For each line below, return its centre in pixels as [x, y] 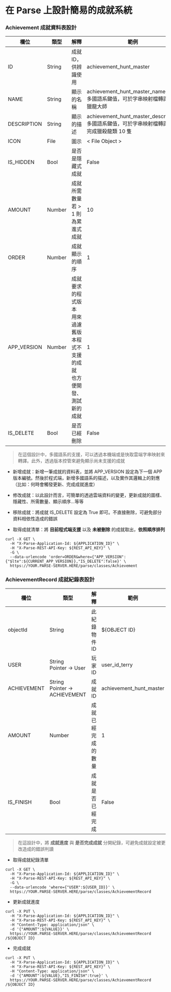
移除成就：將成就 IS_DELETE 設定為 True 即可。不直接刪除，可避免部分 [87, 512]
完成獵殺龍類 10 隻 [109, 131]
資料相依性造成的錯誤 [35, 519]
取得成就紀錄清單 [31, 860]
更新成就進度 [26, 901]
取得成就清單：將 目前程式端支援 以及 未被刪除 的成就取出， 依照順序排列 [89, 530]
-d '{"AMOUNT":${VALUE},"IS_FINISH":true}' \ [59, 975]
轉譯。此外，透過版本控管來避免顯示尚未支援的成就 [71, 461]
